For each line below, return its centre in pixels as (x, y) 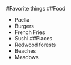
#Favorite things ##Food (36, 8)
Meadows (27, 57)
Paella (22, 20)
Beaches (25, 51)
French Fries (30, 32)
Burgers (24, 26)
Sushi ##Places (33, 38)
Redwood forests (35, 45)
